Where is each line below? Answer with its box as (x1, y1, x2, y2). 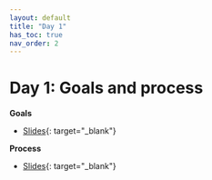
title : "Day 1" (9, 22, 67, 31)
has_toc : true (9, 30, 64, 39)
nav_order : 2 (9, 38, 59, 48)
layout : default (9, 13, 71, 23)
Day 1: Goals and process (9, 78, 204, 98)
